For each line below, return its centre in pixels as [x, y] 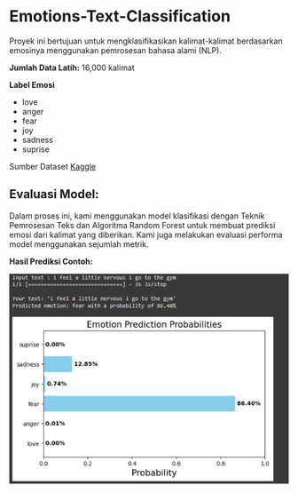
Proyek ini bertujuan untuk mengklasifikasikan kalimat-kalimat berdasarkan [146, 41]
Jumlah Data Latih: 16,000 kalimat [72, 68]
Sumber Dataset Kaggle [53, 166]
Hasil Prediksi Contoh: [51, 261]
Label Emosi [32, 84]
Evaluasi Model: [54, 194]
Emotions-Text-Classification [120, 16]
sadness [37, 139]
